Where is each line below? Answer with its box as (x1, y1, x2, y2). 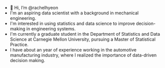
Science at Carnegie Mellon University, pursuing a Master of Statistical (9, 36, 156, 42)
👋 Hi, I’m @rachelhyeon (9, 5, 58, 10)
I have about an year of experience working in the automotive (9, 47, 136, 53)
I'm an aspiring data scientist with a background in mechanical (9, 10, 139, 16)
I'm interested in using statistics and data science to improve (9, 20, 135, 26)
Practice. (9, 42, 29, 47)
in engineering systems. (26, 26, 76, 32)
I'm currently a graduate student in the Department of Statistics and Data (9, 31, 160, 37)
